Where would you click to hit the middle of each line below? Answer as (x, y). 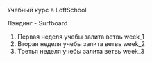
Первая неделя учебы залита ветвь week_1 (81, 37)
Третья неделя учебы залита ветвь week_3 (81, 51)
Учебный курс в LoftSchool (47, 10)
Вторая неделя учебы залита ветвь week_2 (81, 44)
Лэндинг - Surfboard (37, 23)
